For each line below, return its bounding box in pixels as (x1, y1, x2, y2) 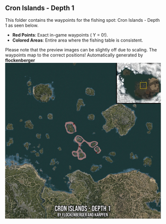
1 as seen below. (5, 22, 39, 28)
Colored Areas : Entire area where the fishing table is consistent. (12, 37, 143, 43)
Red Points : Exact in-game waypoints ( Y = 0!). (12, 32, 108, 38)
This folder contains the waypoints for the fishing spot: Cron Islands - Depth (5, 17, 160, 23)
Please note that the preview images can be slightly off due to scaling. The (5, 46, 157, 52)
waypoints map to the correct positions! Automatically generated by (5, 52, 143, 58)
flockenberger (5, 57, 36, 63)
